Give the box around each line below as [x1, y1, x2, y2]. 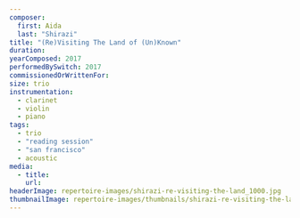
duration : [9, 46, 46, 55]
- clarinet [17, 95, 58, 105]
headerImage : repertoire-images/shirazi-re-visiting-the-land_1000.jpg [9, 187, 281, 196]
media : [9, 162, 34, 171]
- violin [17, 104, 50, 113]
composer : [9, 12, 46, 22]
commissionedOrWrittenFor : [9, 71, 110, 80]
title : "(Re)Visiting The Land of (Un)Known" [9, 37, 181, 47]
